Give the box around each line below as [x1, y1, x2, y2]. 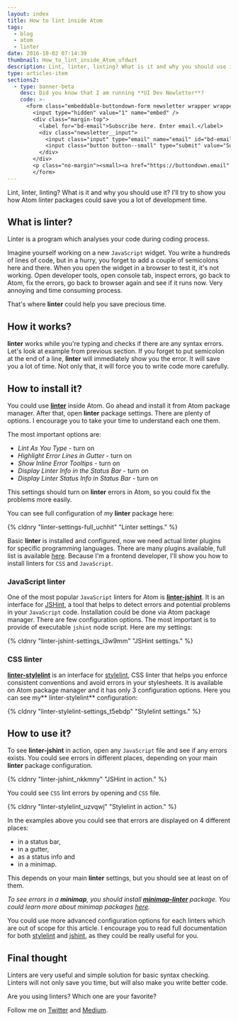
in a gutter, [17, 845, 50, 854]
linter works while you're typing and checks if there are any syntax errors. [7, 340, 224, 348]
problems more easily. [7, 496, 72, 504]
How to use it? [7, 727, 72, 740]
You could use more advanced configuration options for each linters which [7, 916, 225, 925]
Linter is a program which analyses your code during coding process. [7, 235, 210, 243]
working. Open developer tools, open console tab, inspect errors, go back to [7, 271, 230, 280]
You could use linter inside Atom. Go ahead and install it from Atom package [7, 401, 230, 410]
